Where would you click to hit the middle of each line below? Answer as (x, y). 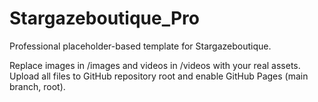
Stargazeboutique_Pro (104, 18)
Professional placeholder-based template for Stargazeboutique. (140, 46)
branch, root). (37, 86)
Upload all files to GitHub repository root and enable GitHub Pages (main (159, 76)
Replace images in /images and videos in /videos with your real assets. (155, 65)
